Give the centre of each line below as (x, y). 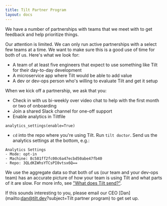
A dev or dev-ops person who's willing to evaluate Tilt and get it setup (85, 81)
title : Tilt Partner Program (36, 10)
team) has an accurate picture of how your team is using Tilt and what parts (84, 178)
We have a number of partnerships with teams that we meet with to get (79, 29)
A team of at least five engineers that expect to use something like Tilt (85, 65)
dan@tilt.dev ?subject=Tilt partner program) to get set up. (80, 198)
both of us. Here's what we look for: (42, 55)
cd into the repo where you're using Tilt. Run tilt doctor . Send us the (85, 135)
